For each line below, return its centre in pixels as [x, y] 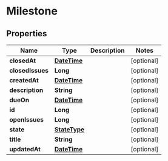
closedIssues [29, 71]
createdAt [24, 80]
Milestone [32, 11]
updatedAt [25, 149]
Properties [27, 34]
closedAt [23, 61]
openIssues [27, 120]
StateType [69, 130]
